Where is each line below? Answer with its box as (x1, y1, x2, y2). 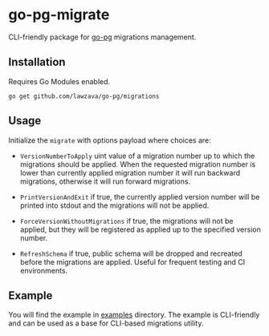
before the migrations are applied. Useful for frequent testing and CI (19, 257, 246, 266)
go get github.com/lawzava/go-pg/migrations (8, 92, 160, 100)
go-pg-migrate (8, 6, 110, 24)
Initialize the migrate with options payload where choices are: (8, 135, 211, 145)
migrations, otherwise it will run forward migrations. (19, 176, 191, 186)
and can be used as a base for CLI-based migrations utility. (8, 318, 204, 328)
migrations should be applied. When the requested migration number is (19, 159, 256, 169)
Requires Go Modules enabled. (8, 76, 111, 86)
